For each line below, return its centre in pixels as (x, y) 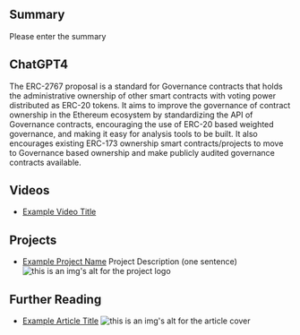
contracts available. (46, 162)
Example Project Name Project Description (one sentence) (129, 262)
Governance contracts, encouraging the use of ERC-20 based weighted (142, 124)
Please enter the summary (58, 36)
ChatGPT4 (39, 65)
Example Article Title (60, 321)
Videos (30, 190)
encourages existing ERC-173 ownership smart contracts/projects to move (146, 143)
